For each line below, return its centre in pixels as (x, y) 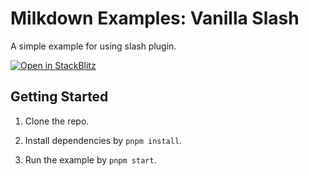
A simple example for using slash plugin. (93, 46)
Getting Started (59, 97)
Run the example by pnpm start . (90, 159)
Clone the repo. (57, 121)
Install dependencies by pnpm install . (103, 140)
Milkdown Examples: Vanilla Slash (155, 18)
